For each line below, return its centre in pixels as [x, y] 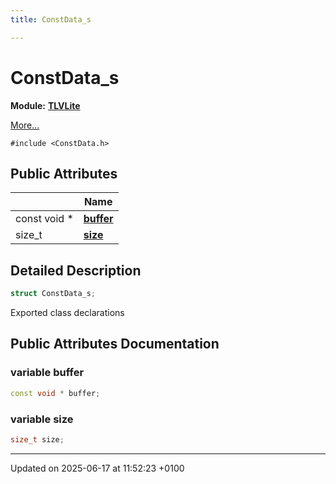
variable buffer [47, 373]
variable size [42, 419]
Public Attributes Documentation [115, 344]
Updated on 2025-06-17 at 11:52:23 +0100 [97, 468]
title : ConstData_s [51, 19]
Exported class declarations [67, 313]
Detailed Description [76, 270]
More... [25, 125]
